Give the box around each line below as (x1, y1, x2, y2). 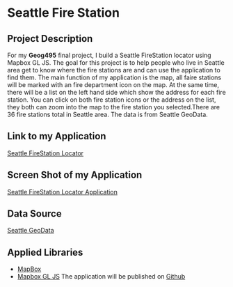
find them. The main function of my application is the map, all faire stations (7, 73, 221, 82)
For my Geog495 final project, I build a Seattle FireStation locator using (7, 51, 211, 59)
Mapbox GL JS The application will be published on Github (17, 272, 186, 281)
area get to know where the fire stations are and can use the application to (7, 66, 220, 74)
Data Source (7, 208, 62, 220)
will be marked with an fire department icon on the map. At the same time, (7, 81, 220, 88)
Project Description (7, 33, 93, 45)
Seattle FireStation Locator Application (7, 187, 118, 196)
